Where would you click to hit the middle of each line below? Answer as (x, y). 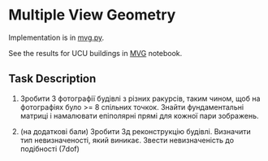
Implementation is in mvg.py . (56, 37)
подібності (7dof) (50, 149)
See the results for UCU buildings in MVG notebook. (95, 53)
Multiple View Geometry (92, 15)
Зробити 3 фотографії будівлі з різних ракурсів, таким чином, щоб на (140, 98)
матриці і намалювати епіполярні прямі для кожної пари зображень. (139, 115)
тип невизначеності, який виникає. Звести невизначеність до (127, 140)
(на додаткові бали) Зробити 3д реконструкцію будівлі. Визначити (135, 131)
